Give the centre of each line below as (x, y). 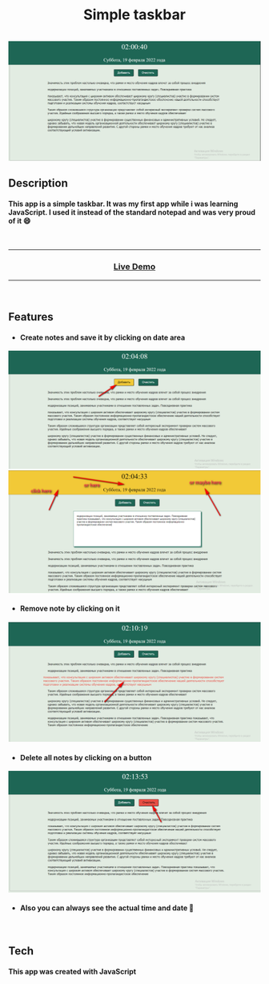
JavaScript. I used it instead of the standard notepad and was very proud (132, 212)
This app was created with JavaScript (72, 971)
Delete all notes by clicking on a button (86, 757)
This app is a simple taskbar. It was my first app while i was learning (123, 204)
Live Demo (134, 267)
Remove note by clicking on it (70, 609)
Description (38, 183)
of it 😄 (20, 220)
